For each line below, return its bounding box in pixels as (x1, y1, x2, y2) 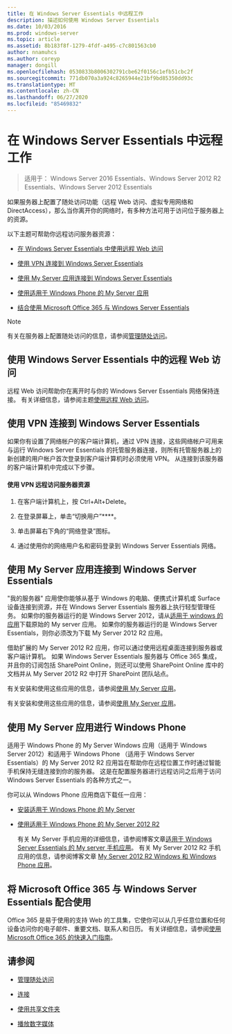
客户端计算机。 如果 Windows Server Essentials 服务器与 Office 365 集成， (7, 652, 221, 661)
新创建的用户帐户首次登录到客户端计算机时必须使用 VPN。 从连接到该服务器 (7, 455, 224, 463)
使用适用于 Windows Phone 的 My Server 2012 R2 (17, 820, 160, 829)
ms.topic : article (7, 36, 60, 43)
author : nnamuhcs (7, 49, 57, 56)
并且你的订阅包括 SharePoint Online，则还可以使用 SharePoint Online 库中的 (7, 661, 224, 670)
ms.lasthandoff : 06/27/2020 (7, 94, 89, 101)
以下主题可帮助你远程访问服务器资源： (7, 230, 116, 238)
